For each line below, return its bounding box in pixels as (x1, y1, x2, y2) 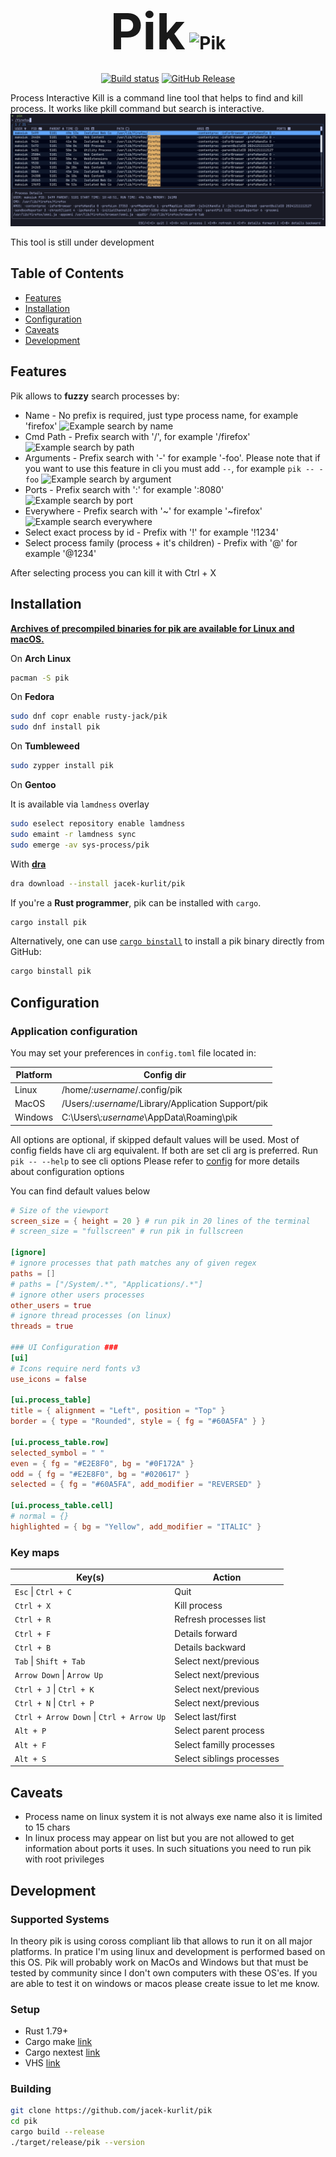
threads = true (10, 1321, 74, 1332)
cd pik (10, 2116, 38, 2127)
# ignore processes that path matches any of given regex (10, 1258, 257, 1269)
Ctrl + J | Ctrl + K (14, 1683, 95, 1695)
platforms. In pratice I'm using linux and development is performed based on (10, 1945, 326, 1957)
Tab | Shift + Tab (14, 1655, 86, 1667)
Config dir (143, 1069, 187, 1081)
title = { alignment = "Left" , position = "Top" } (10, 1406, 226, 1416)
